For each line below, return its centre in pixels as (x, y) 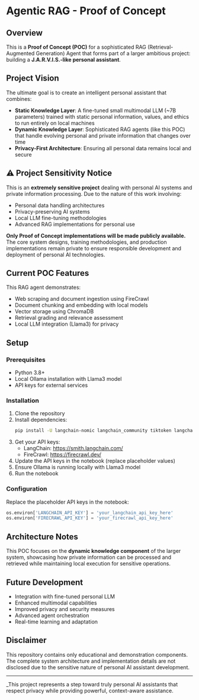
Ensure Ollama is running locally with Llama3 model (78, 467)
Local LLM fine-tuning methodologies (60, 218)
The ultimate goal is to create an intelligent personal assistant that (86, 93)
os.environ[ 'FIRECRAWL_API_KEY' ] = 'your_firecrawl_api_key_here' (90, 518)
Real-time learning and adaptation (56, 622)
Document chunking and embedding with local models (81, 305)
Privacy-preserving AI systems (52, 211)
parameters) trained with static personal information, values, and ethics (102, 116)
